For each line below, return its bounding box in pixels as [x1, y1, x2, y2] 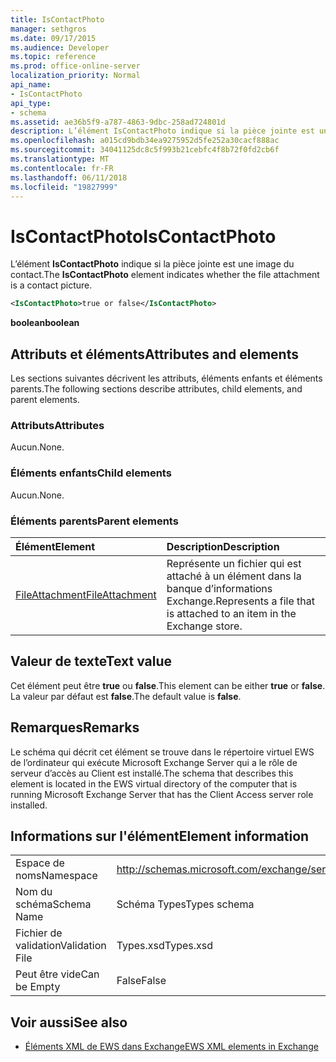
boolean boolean [10, 317, 80, 329]
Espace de [15, 856, 65, 870]
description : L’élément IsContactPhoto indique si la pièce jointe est [10, 126, 315, 136]
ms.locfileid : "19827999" [10, 182, 118, 192]
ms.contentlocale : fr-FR [10, 163, 114, 173]
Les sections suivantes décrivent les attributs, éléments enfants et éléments [10, 372, 323, 384]
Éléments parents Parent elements [10, 514, 179, 528]
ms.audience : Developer [10, 42, 110, 53]
